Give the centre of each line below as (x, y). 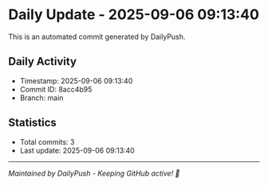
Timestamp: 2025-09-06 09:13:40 (76, 80)
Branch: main (41, 98)
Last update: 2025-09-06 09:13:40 (77, 150)
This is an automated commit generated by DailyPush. (97, 37)
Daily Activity (43, 62)
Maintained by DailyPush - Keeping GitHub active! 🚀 (94, 173)
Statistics (33, 123)
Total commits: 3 (47, 141)
